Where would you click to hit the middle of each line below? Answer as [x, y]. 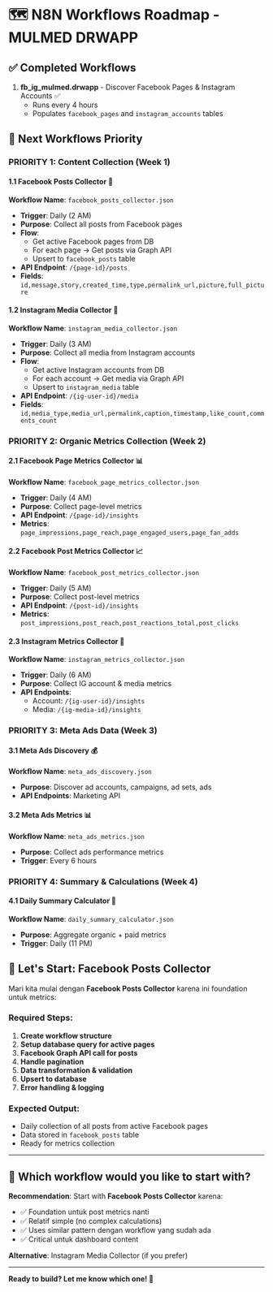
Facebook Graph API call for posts [79, 1052]
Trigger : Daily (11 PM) [56, 943]
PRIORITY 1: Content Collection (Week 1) [89, 162]
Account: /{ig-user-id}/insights [89, 701]
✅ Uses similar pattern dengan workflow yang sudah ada [115, 1229]
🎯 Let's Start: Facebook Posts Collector [110, 969]
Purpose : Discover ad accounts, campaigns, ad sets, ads [116, 787]
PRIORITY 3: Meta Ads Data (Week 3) [83, 731]
